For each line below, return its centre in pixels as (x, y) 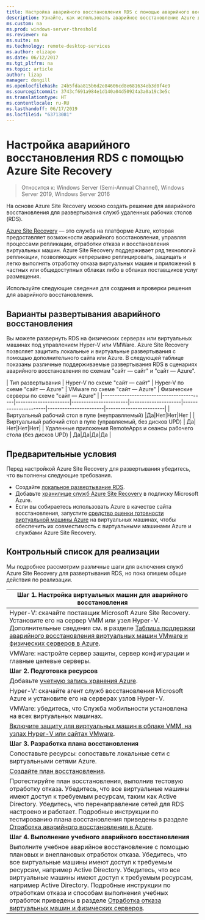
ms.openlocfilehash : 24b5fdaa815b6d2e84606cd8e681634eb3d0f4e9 (88, 86)
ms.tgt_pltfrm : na (30, 63)
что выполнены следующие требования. (59, 475)
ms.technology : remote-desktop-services (59, 47)
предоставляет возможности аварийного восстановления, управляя (96, 237)
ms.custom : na (24, 23)
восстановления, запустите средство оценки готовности (89, 513)
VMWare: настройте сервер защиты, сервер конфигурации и (100, 653)
